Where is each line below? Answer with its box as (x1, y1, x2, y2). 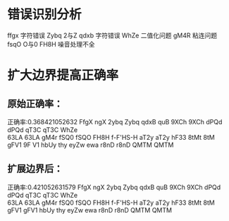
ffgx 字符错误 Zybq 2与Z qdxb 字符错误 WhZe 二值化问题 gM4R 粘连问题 (7, 31, 217, 40)
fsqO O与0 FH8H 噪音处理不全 (7, 40, 95, 48)
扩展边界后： (7, 163, 63, 175)
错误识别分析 (7, 6, 82, 23)
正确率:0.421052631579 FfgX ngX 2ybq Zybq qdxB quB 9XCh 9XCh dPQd (7, 183, 221, 191)
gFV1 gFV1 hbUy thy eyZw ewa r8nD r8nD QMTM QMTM (7, 205, 173, 214)
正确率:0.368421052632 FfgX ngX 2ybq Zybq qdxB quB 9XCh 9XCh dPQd (7, 117, 223, 126)
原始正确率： (7, 97, 63, 109)
